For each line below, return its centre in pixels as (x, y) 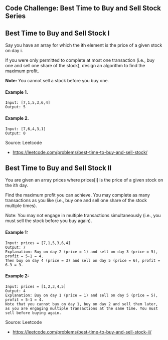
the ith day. (17, 186)
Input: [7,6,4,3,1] (26, 129)
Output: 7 (16, 247)
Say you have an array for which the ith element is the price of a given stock (84, 45)
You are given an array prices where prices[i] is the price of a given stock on (84, 180)
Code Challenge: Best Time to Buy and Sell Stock (83, 8)
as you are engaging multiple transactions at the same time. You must (81, 308)
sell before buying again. (33, 313)
